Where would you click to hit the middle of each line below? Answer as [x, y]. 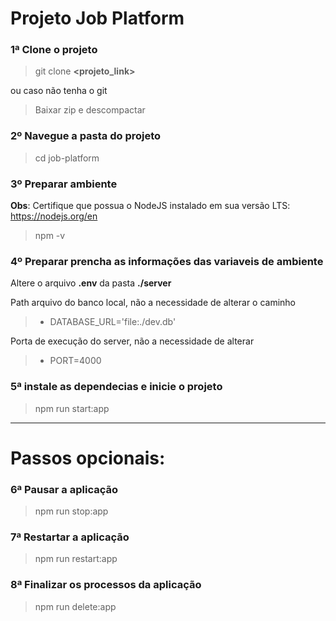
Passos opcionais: [88, 458]
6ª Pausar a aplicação [64, 489]
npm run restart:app [76, 559]
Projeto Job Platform [97, 18]
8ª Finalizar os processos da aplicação [106, 585]
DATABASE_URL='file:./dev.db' [113, 322]
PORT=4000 [75, 361]
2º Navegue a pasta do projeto [86, 136]
